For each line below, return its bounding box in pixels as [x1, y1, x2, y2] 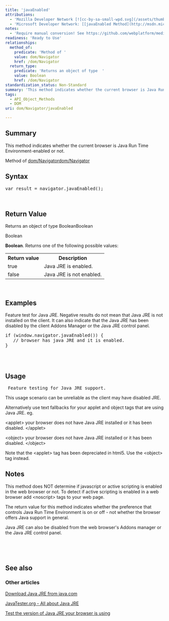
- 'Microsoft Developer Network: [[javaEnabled [10, 21, 112, 27]
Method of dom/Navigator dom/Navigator [5, 158, 90, 164]
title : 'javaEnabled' [5, 7, 51, 13]
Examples [5, 298, 37, 307]
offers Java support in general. [5, 514, 69, 521]
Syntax [5, 172, 28, 181]
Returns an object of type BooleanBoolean [5, 223, 93, 229]
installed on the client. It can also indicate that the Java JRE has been [5, 318, 149, 324]
